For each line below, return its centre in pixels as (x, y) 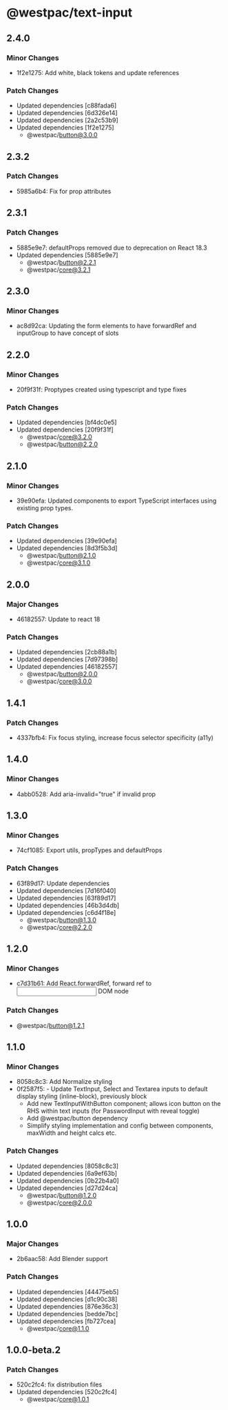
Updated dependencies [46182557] (67, 667)
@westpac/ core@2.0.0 (59, 1202)
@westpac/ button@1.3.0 (62, 920)
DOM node (113, 991)
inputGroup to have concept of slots (68, 333)
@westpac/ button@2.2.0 (62, 444)
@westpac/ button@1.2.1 (51, 1025)
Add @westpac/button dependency (77, 1118)
